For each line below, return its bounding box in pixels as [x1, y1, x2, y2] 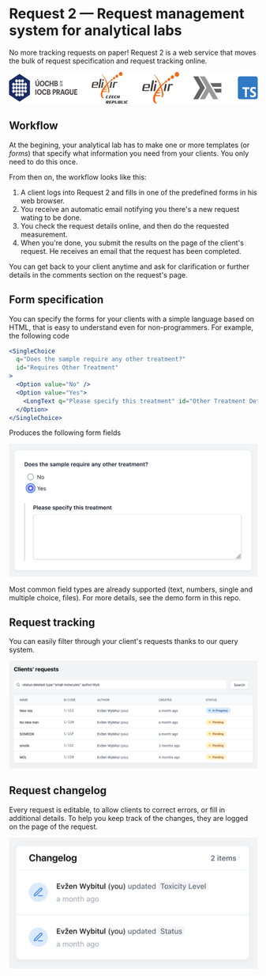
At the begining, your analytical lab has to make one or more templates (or [9, 140, 250, 149]
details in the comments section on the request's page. [9, 270, 188, 279]
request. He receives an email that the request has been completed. [20, 246, 242, 255]
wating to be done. [20, 213, 82, 222]
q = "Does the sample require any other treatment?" [16, 355, 186, 364]
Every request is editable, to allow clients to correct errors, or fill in [9, 804, 226, 815]
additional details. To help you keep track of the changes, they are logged [9, 813, 249, 823]
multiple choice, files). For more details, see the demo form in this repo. [9, 592, 242, 602]
